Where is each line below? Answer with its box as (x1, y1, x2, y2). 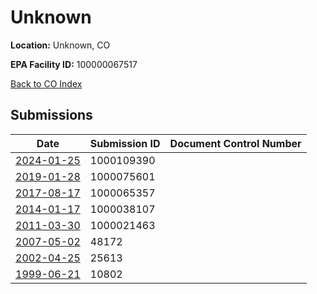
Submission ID (89, 136, 161, 150)
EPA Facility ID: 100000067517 (10, 58, 138, 70)
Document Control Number (169, 136, 302, 150)
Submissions (10, 107, 93, 124)
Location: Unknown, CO (10, 39, 111, 51)
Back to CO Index (10, 77, 83, 90)
